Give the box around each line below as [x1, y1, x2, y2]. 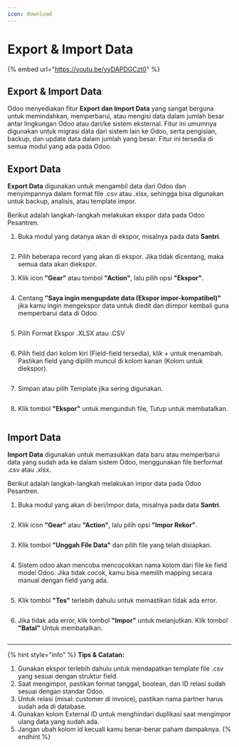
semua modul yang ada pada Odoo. [7, 142, 112, 151]
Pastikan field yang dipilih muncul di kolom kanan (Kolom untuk [17, 357, 203, 365]
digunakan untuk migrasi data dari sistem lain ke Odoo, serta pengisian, [7, 127, 217, 136]
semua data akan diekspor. [17, 260, 97, 268]
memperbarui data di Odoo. [17, 309, 100, 317]
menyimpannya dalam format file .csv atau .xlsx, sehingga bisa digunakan [7, 190, 224, 198]
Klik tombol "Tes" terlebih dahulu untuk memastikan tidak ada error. [17, 596, 218, 604]
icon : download [7, 10, 53, 18]
